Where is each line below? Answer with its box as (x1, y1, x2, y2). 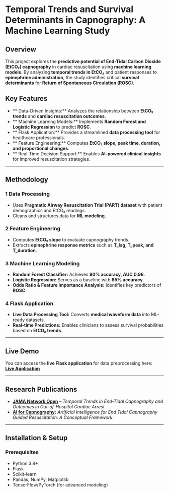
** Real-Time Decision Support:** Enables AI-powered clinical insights (12, 150, 161, 157)
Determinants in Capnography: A (5, 14, 146, 26)
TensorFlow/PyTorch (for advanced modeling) (12, 481, 108, 487)
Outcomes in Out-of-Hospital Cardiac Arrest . (12, 404, 106, 410)
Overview (5, 45, 37, 53)
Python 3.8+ (12, 460, 39, 466)
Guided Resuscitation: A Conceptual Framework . (12, 414, 114, 420)
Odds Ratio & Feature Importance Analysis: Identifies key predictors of (12, 282, 161, 288)
